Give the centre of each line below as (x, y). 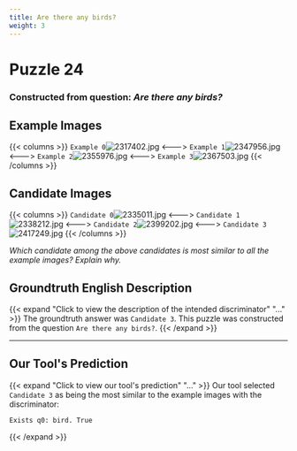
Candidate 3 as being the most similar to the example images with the (136, 394)
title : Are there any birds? (63, 17)
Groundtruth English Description (101, 288)
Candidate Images (61, 193)
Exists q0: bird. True (51, 420)
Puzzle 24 (46, 69)
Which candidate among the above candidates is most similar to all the (139, 251)
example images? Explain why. (65, 260)
